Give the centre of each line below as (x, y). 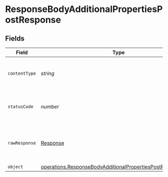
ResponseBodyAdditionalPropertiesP (84, 9)
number (50, 107)
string (48, 73)
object (15, 167)
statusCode (20, 107)
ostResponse (33, 20)
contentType (22, 73)
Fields (15, 38)
